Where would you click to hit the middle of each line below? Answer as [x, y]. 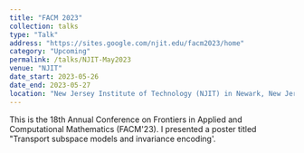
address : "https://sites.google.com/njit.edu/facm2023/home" [127, 43]
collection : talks [44, 26]
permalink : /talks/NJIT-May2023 [70, 60]
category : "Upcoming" [50, 52]
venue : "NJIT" [36, 69]
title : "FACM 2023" [46, 18]
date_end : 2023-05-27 [50, 85]
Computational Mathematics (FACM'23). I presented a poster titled [133, 129]
